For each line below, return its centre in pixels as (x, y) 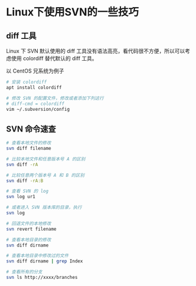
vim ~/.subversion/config (38, 109)
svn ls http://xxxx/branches (42, 278)
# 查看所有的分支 (24, 272)
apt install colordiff (34, 87)
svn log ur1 (21, 197)
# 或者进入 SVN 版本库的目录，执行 (44, 208)
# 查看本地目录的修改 (29, 239)
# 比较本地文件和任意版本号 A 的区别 (46, 159)
